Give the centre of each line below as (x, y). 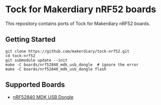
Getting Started (31, 40)
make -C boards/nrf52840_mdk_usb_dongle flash (56, 69)
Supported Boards (35, 85)
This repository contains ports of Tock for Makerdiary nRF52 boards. (78, 23)
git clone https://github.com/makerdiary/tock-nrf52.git (67, 51)
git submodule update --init (36, 60)
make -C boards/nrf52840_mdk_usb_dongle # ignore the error (72, 65)
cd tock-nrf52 (21, 56)
